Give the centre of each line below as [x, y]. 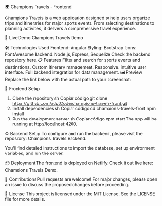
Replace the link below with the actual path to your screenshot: [68, 79]
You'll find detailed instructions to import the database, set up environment [80, 148]
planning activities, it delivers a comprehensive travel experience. [71, 28]
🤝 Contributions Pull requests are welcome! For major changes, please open [81, 179]
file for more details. [25, 199]
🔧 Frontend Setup [23, 89]
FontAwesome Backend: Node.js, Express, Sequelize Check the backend [78, 54]
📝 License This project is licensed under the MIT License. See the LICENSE [80, 194]
